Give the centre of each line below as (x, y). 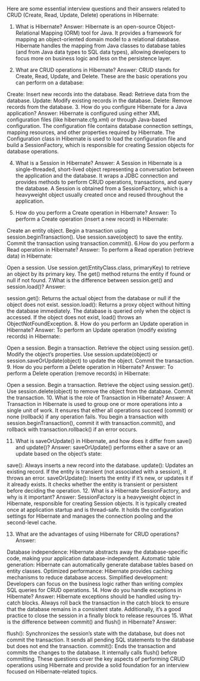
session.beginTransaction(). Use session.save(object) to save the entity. (95, 237)
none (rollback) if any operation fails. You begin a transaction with (87, 417)
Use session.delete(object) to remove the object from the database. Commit (100, 391)
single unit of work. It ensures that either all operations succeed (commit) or (100, 410)
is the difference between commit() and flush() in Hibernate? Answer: (92, 622)
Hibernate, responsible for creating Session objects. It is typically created (97, 503)
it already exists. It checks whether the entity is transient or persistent (92, 484)
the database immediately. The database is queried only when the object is (99, 311)
